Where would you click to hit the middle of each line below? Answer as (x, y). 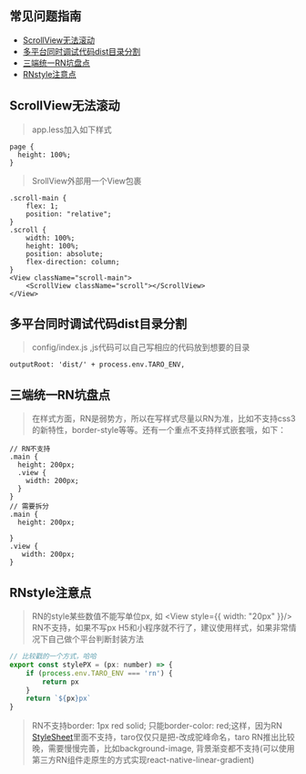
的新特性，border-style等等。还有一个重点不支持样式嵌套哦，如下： (159, 430)
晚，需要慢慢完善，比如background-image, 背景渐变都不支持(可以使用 (163, 748)
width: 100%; (51, 238)
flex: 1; (42, 206)
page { (22, 147)
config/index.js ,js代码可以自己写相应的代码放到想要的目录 (141, 347)
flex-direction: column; (73, 262)
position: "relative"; (69, 214)
